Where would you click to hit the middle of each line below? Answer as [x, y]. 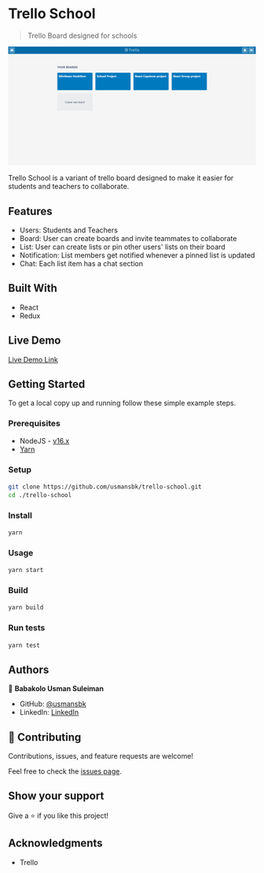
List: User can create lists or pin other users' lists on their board [122, 247]
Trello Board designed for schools [82, 35]
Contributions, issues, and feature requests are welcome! [101, 756]
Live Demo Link [33, 359]
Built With [33, 288]
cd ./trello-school [40, 495]
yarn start [26, 570]
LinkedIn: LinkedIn [49, 712]
